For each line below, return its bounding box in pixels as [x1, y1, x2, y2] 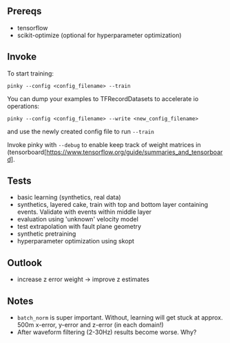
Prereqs [7, 5, 42, 17]
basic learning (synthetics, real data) [17, 193, 122, 201]
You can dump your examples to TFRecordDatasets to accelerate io [7, 94, 199, 102]
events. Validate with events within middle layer [17, 208, 152, 216]
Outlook [7, 257, 43, 269]
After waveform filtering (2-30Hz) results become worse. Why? [17, 328, 197, 336]
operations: [7, 102, 40, 110]
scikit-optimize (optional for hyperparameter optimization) [17, 31, 182, 39]
